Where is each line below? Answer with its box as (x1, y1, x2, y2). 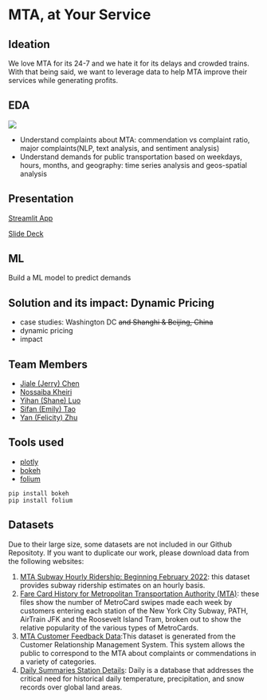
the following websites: (8, 556, 84, 566)
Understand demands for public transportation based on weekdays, (19, 152, 243, 161)
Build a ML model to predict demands (8, 273, 132, 283)
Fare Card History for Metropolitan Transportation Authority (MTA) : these (19, 589, 260, 599)
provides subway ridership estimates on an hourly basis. (19, 580, 206, 590)
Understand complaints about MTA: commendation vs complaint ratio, (19, 134, 250, 145)
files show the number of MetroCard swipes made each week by (19, 597, 233, 607)
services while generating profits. (8, 76, 118, 85)
